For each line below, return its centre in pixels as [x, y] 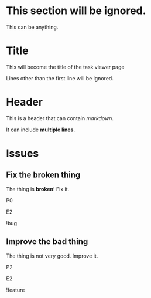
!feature [16, 290]
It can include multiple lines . [40, 130]
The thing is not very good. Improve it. [52, 256]
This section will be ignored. [76, 11]
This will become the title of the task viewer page [65, 67]
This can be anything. [32, 27]
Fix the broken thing [43, 175]
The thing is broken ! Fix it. [38, 189]
